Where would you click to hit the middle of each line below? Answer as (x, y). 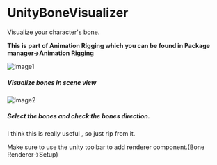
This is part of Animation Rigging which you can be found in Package (109, 45)
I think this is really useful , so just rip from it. (71, 133)
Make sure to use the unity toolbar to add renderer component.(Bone (106, 147)
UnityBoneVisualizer (68, 13)
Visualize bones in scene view (52, 82)
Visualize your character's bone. (54, 32)
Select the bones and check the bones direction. (79, 116)
